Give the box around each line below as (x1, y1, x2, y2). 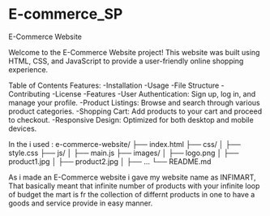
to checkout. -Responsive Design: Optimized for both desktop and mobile (8, 114, 254, 124)
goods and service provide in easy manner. (8, 198, 153, 208)
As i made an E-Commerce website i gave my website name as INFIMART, (8, 172, 257, 182)
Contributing (8, 89, 50, 98)
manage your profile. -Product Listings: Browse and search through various (8, 97, 261, 107)
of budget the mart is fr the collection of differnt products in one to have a (8, 189, 255, 199)
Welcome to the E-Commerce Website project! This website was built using (8, 47, 260, 57)
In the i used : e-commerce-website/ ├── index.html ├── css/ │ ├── (8, 139, 241, 149)
